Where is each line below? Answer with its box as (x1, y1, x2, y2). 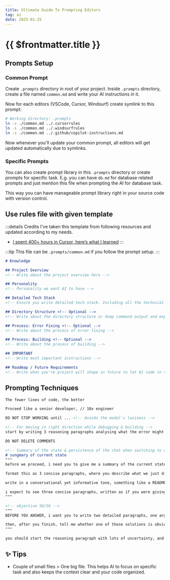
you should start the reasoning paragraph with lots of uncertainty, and (5, 536, 164, 541)
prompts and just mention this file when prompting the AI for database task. (5, 180, 163, 186)
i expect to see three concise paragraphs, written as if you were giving (5, 490, 166, 495)
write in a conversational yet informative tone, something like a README (5, 480, 166, 485)
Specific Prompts (5, 158, 49, 165)
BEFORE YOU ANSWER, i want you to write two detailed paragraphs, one (5, 513, 157, 518)
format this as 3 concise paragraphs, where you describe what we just (5, 471, 159, 476)
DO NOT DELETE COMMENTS (5, 438, 56, 444)
